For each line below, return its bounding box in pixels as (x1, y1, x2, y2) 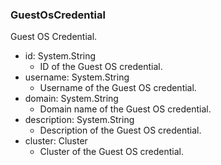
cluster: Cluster (24, 135, 88, 147)
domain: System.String (24, 93, 119, 105)
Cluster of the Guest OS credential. (39, 146, 185, 158)
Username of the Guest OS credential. (39, 82, 197, 94)
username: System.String (24, 71, 130, 83)
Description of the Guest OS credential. (39, 124, 202, 137)
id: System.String (24, 50, 97, 62)
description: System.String (24, 114, 135, 126)
